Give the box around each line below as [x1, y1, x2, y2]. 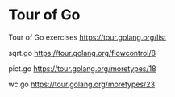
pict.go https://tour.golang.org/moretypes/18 [8, 63, 156, 74]
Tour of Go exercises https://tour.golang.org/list [8, 32, 167, 42]
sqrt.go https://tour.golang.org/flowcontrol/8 [8, 48, 156, 57]
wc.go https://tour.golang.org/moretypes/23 [8, 79, 156, 89]
